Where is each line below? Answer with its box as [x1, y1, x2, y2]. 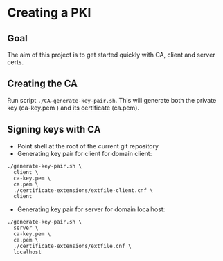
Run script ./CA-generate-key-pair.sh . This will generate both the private [7, 96, 217, 104]
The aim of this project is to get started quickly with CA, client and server [7, 50, 216, 59]
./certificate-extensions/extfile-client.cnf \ [13, 186, 154, 194]
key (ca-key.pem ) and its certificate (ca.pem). [7, 104, 140, 112]
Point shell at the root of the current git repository [17, 142, 159, 150]
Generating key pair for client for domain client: [17, 149, 152, 157]
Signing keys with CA [7, 124, 101, 135]
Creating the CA [7, 78, 78, 90]
